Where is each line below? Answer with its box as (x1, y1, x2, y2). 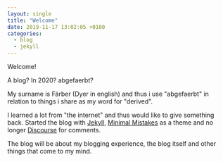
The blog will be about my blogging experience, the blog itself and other (7, 139, 217, 148)
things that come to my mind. (7, 147, 92, 155)
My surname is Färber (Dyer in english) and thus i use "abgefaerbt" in (7, 89, 210, 98)
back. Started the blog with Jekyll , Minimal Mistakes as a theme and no (7, 118, 213, 127)
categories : (7, 30, 42, 37)
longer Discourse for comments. (7, 126, 101, 134)
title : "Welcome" (7, 17, 58, 24)
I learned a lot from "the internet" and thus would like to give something (7, 111, 215, 119)
